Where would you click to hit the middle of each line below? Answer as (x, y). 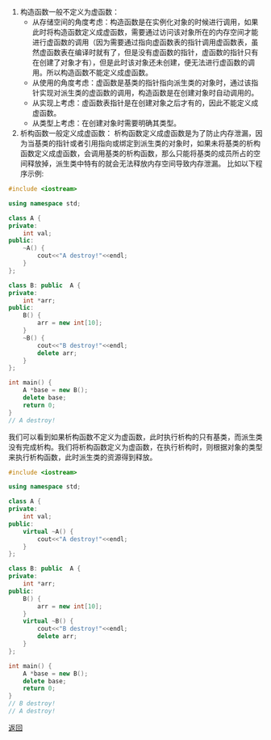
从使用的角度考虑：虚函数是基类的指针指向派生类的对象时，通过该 (142, 82)
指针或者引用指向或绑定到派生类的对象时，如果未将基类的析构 (158, 143)
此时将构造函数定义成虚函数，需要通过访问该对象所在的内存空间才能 (145, 32)
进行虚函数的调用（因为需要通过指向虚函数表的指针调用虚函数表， (142, 42)
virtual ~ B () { (48, 621)
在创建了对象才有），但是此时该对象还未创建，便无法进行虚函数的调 (144, 62)
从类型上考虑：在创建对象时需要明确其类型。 (106, 123)
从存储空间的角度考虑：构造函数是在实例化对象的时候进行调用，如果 (145, 22)
